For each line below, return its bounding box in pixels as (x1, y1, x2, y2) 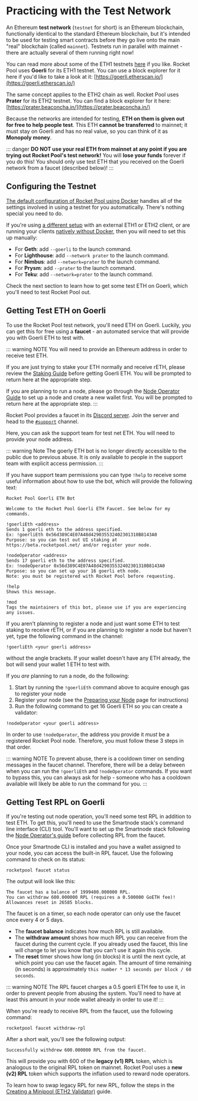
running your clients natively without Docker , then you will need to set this (6, 227, 186, 235)
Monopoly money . (6, 133, 52, 141)
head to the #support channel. (6, 418, 79, 425)
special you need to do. (6, 209, 63, 217)
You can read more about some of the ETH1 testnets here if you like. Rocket (6, 61, 190, 68)
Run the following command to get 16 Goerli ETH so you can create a (14, 702, 183, 709)
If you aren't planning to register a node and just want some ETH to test (6, 620, 180, 627)
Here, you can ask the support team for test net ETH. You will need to (6, 429, 176, 437)
